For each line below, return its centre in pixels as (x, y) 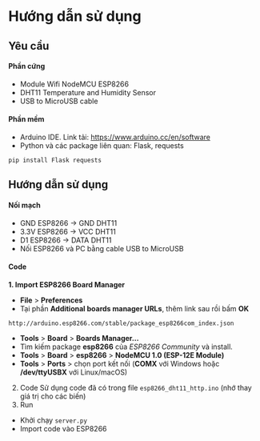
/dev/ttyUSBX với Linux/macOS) (74, 372)
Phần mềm (26, 119)
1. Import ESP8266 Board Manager (67, 284)
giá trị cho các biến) (53, 396)
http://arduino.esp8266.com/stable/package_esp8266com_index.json (121, 323)
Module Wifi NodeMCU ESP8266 (74, 84)
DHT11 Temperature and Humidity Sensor (88, 92)
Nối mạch (25, 205)
